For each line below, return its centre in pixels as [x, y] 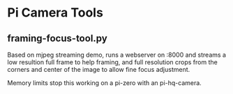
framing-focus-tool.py [58, 38]
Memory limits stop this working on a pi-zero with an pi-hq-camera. [105, 83]
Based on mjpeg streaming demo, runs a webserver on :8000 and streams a [117, 55]
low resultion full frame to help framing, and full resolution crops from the [112, 62]
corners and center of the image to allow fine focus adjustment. [99, 69]
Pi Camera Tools [55, 13]
